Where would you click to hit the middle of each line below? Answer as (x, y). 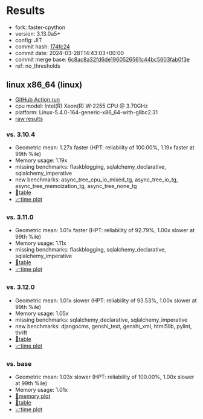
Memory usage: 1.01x (41, 389)
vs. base (19, 363)
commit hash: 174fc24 (43, 47)
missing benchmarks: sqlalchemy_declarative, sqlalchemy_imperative (101, 320)
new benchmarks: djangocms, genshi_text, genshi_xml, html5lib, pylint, (103, 326)
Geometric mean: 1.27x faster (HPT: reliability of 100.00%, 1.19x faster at (105, 148)
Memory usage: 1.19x (41, 160)
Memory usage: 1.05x (42, 313)
